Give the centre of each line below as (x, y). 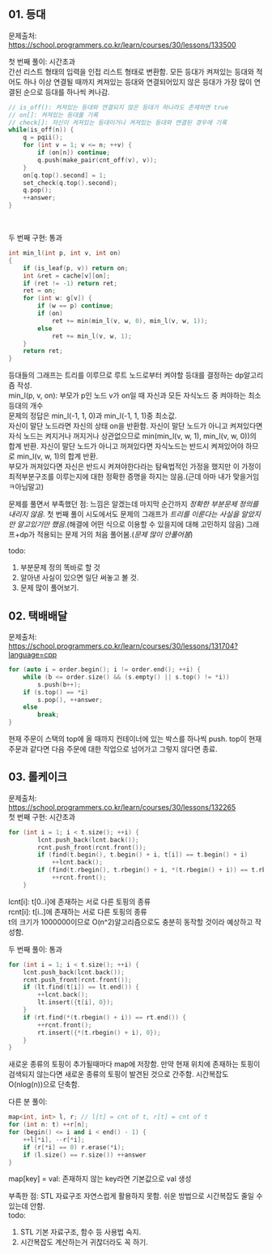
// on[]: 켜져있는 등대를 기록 (53, 115)
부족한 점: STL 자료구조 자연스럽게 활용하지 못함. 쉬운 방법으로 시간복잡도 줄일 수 (136, 1196)
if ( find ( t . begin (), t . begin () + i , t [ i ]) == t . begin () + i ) (143, 855)
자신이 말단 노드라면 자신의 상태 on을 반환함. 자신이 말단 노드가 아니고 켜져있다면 (136, 426)
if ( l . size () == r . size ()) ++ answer (85, 1155)
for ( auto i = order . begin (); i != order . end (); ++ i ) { (104, 670)
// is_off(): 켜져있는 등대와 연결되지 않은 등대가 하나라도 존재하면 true (119, 107)
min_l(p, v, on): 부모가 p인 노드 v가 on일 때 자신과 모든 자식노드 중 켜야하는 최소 (135, 395)
